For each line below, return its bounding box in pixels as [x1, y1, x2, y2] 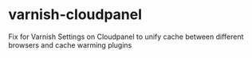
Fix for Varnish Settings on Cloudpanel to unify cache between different [8, 32, 244, 41]
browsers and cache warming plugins [8, 40, 132, 49]
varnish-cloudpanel [8, 6, 142, 24]
